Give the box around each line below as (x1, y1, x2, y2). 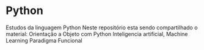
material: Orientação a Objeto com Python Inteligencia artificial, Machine (5, 30, 188, 37)
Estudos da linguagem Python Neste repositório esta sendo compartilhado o (5, 24, 198, 31)
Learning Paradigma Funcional (5, 37, 83, 44)
